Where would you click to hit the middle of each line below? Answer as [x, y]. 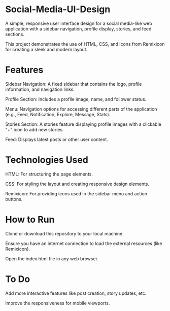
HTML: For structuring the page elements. [49, 174]
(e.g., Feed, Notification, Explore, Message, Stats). [58, 114]
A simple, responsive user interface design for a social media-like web [79, 23]
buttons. [14, 199]
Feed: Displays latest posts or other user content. [57, 139]
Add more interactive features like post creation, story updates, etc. [76, 293]
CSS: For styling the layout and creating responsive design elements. [77, 184]
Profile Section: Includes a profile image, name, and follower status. [76, 99]
